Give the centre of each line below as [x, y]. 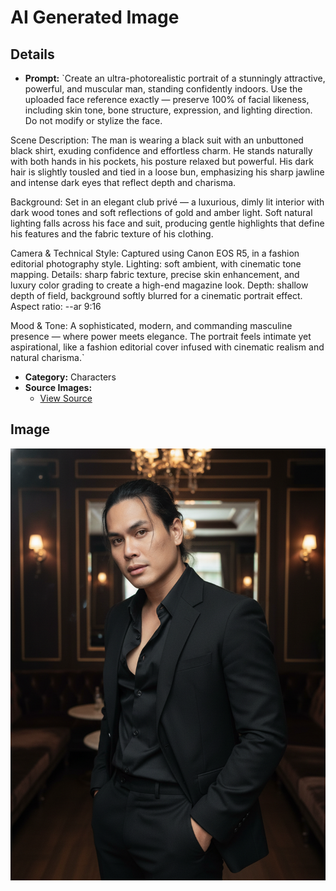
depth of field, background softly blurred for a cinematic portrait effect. [156, 295]
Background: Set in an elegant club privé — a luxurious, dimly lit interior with [167, 202]
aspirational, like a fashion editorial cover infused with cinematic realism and [167, 347]
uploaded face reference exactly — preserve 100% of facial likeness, [167, 99]
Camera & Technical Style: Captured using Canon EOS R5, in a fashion [155, 253]
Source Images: [58, 387]
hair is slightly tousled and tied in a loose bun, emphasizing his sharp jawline [167, 172]
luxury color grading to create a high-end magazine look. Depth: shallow [159, 285]
